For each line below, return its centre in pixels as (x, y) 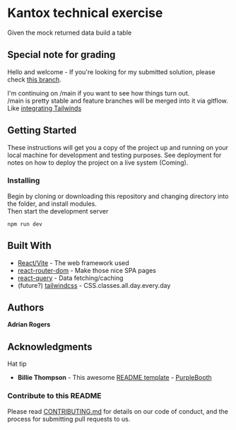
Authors (26, 308)
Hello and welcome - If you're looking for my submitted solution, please (111, 71)
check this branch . (34, 79)
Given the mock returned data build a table (70, 33)
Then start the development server (58, 211)
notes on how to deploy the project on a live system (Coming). (98, 162)
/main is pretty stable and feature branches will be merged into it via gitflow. (118, 100)
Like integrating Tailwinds (45, 108)
